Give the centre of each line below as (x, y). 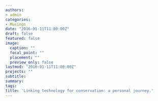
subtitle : (16, 77)
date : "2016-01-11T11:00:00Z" (37, 29)
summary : (15, 81)
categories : (18, 19)
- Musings (16, 24)
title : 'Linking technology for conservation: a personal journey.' (80, 91)
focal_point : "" (27, 53)
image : (12, 43)
